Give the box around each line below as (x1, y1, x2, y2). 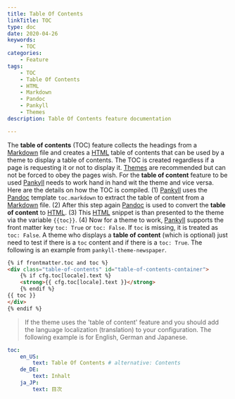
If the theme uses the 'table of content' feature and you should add (24, 318, 220, 326)
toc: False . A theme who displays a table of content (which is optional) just (7, 231, 229, 239)
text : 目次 (32, 386, 63, 393)
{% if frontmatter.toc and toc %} (7, 259, 109, 266)
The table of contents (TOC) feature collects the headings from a (7, 140, 197, 149)
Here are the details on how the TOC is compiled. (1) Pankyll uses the (7, 185, 208, 194)
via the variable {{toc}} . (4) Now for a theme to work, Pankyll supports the (7, 216, 224, 224)
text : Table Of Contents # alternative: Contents (32, 360, 181, 367)
